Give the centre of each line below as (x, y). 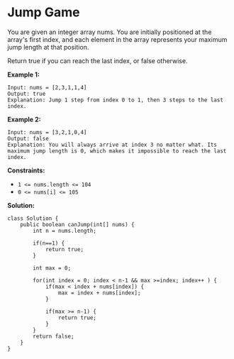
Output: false (28, 138)
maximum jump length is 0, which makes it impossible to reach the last (117, 151)
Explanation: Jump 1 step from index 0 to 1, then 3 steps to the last (115, 100)
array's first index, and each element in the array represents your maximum (117, 39)
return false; (54, 336)
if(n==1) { (49, 243)
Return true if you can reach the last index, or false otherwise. (97, 60)
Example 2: (24, 119)
